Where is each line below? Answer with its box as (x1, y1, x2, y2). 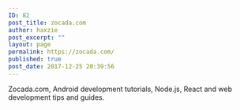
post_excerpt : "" (8, 33, 66, 42)
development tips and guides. (8, 92, 105, 102)
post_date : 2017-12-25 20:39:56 (8, 63, 114, 71)
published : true (8, 56, 62, 64)
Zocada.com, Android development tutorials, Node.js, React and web (8, 84, 233, 93)
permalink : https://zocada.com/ (8, 48, 114, 56)
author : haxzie (8, 26, 58, 34)
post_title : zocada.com (8, 19, 87, 27)
